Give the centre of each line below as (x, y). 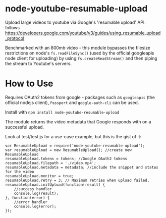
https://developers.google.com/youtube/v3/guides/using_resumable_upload (83, 33)
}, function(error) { (28, 198)
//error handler (31, 202)
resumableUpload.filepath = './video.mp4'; (51, 163)
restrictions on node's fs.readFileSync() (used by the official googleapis (80, 53)
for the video (20, 171)
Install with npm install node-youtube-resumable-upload (62, 112)
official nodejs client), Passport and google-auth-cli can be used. (72, 103)
